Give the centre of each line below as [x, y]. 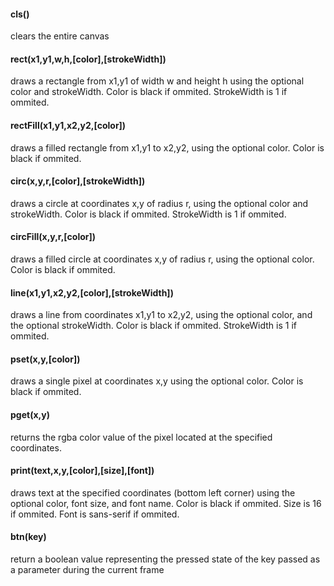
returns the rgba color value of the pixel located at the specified [141, 437]
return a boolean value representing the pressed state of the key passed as [165, 559]
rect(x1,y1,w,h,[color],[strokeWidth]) [88, 59]
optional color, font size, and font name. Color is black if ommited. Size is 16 [166, 503]
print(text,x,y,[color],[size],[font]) [82, 471]
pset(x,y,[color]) [45, 359]
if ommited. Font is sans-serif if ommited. [95, 514]
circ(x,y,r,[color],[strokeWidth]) [78, 181]
